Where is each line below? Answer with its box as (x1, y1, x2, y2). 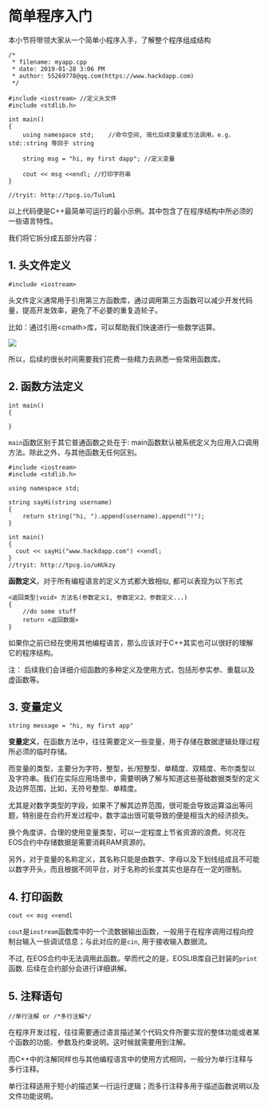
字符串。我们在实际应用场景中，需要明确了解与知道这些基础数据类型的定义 (14, 774, 260, 783)
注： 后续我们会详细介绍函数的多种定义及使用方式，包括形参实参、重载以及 (8, 664, 255, 674)
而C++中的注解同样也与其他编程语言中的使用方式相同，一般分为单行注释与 (8, 1055, 254, 1063)
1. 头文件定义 (8, 258, 72, 272)
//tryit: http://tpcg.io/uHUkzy (8, 561, 116, 569)
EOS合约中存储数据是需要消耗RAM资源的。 (8, 838, 150, 847)
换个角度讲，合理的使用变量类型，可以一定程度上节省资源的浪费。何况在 (8, 827, 246, 838)
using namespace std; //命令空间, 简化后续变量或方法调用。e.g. (22, 131, 232, 139)
